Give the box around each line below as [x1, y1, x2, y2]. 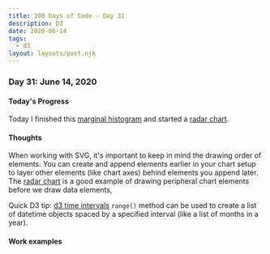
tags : [8, 34, 27, 43]
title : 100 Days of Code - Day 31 [8, 11, 126, 20]
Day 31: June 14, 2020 [8, 76, 97, 87]
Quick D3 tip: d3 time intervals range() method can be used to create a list [8, 201, 257, 210]
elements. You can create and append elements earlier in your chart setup [8, 159, 256, 169]
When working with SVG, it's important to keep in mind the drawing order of [8, 150, 262, 160]
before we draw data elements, [8, 185, 113, 195]
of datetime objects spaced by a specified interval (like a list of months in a [8, 210, 259, 219]
